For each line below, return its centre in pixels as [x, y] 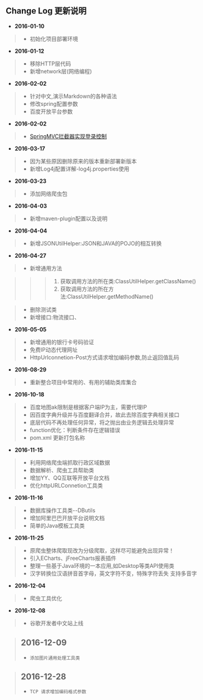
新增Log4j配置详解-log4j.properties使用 [79, 169]
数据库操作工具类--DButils [62, 510]
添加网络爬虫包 [48, 193]
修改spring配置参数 [54, 103]
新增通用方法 [46, 268]
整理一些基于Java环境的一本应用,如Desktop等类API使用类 [102, 565]
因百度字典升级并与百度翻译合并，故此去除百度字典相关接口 [105, 414]
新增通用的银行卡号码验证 [62, 342]
